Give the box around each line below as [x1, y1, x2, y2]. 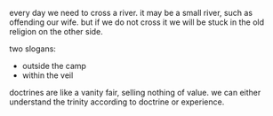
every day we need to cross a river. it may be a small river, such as [9, 8, 253, 18]
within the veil [21, 70, 74, 81]
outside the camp [21, 61, 87, 71]
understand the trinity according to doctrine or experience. [9, 97, 225, 107]
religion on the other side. [9, 27, 104, 36]
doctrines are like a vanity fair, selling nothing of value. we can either [9, 88, 261, 97]
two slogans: [9, 43, 56, 54]
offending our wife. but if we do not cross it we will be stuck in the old [9, 17, 265, 27]
